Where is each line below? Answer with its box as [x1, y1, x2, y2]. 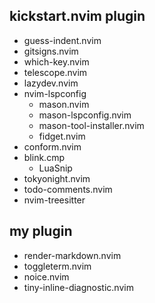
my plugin [9, 223, 73, 240]
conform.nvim [23, 140, 82, 153]
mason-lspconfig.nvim [38, 109, 132, 121]
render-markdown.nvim [23, 249, 122, 261]
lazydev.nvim [23, 77, 79, 89]
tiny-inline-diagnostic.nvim [23, 281, 134, 293]
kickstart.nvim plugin [9, 8, 146, 25]
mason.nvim [38, 98, 90, 110]
